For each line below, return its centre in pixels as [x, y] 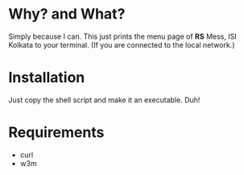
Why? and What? [67, 14]
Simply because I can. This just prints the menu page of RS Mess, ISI [122, 36]
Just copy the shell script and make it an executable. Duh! [104, 100]
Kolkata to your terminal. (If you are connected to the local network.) [122, 44]
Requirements [56, 133]
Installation [47, 78]
